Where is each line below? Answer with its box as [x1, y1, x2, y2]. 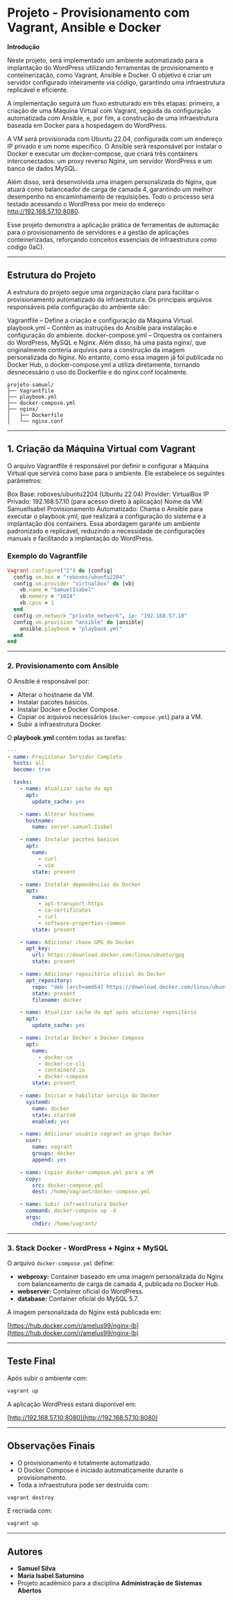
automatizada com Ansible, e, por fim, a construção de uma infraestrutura [7, 113, 218, 122]
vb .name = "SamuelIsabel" [19, 586, 95, 593]
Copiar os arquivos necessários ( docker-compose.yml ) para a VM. [17, 712, 203, 720]
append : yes [32, 1156, 67, 1163]
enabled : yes [32, 1118, 70, 1125]
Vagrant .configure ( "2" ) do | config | [7, 567, 113, 574]
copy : [25, 1176, 42, 1182]
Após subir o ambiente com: [7, 1374, 88, 1382]
